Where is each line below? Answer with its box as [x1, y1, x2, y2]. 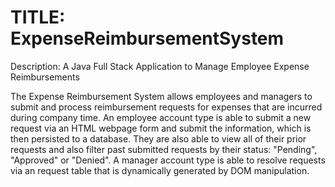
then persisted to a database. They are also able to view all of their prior [10, 132, 307, 145]
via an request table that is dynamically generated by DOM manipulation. [10, 164, 310, 176]
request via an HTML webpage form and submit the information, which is [10, 122, 312, 134]
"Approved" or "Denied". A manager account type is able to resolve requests [10, 154, 326, 166]
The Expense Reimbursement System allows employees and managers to [10, 90, 313, 102]
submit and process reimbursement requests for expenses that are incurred [10, 101, 323, 113]
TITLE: [10, 6, 66, 29]
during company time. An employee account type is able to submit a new [10, 111, 312, 123]
